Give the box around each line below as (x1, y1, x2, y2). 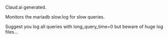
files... (5, 29, 18, 34)
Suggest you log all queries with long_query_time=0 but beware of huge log (5, 23, 163, 29)
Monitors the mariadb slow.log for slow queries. (5, 14, 105, 19)
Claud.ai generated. (5, 4, 47, 10)
